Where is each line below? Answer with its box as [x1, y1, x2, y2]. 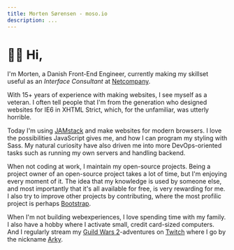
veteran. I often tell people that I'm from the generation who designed [7, 98, 207, 107]
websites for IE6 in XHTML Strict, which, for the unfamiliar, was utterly [7, 105, 210, 114]
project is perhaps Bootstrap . [7, 200, 92, 208]
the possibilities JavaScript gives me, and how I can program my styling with [7, 134, 228, 142]
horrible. [7, 113, 32, 122]
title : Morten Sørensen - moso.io [7, 10, 108, 17]
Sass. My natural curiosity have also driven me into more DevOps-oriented [7, 141, 222, 150]
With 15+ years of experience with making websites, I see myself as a [7, 91, 207, 99]
